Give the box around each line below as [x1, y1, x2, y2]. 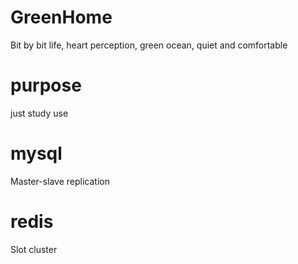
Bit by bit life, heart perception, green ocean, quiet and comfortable [10, 39, 288, 51]
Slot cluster [10, 243, 58, 255]
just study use [10, 107, 69, 119]
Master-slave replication [10, 175, 110, 187]
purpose [10, 74, 82, 97]
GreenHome [10, 6, 113, 29]
